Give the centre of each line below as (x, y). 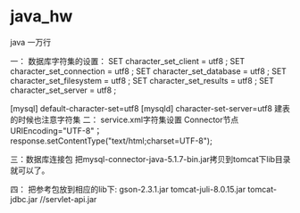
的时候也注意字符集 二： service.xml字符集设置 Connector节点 (125, 119)
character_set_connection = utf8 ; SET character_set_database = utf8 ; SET (148, 71)
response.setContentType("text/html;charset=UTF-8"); (111, 141)
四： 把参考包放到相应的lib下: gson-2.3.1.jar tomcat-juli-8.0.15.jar (128, 189)
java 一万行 (31, 42)
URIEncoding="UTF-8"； (56, 130)
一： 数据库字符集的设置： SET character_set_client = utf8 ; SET (128, 61)
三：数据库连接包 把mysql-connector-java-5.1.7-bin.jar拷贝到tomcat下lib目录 (150, 159)
